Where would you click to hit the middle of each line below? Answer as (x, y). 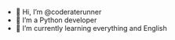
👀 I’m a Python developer (56, 20)
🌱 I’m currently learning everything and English (91, 28)
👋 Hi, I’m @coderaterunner (58, 12)
